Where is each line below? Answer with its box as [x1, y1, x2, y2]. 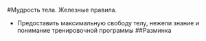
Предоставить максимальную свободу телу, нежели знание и [16, 19, 200, 27]
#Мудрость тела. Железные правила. [7, 6, 117, 14]
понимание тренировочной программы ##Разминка [16, 27, 172, 34]
